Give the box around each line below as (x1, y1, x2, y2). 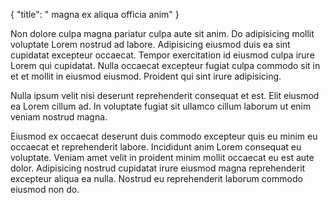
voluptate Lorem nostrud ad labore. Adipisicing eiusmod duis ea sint (10, 39, 291, 50)
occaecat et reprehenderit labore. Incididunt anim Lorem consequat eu (10, 141, 302, 153)
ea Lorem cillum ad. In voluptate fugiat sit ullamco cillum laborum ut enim (10, 100, 312, 112)
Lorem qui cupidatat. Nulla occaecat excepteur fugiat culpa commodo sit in (10, 60, 321, 71)
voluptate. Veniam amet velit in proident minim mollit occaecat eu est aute (10, 152, 315, 163)
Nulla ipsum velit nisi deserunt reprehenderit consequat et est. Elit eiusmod (10, 90, 320, 101)
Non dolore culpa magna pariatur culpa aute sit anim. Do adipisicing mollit (10, 28, 315, 39)
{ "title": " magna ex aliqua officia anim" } (10, 9, 180, 20)
